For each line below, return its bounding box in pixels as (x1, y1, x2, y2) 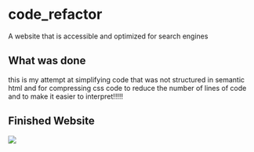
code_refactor (8, 5, 103, 24)
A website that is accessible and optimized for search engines (8, 31, 209, 41)
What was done (8, 54, 86, 67)
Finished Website (8, 114, 96, 128)
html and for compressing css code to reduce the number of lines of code (8, 83, 247, 92)
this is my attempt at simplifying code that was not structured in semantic (8, 74, 245, 84)
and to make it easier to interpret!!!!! (8, 92, 124, 101)
